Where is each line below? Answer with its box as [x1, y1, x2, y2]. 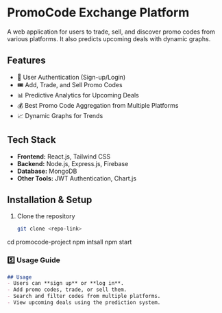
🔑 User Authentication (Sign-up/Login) [16, 73, 126, 81]
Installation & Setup [7, 194, 92, 205]
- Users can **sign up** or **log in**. [7, 280, 125, 287]
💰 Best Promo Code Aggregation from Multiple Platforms [16, 101, 179, 109]
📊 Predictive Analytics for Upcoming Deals [16, 91, 139, 99]
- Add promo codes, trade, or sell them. [7, 286, 127, 293]
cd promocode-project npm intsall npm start [7, 238, 132, 246]
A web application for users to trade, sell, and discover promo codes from [7, 27, 216, 36]
